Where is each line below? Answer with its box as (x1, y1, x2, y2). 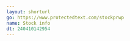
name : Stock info (6, 20, 51, 26)
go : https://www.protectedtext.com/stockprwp (6, 14, 124, 20)
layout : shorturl (6, 8, 51, 15)
